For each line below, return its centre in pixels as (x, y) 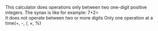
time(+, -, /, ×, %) (23, 23)
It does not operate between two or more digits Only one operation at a (79, 18)
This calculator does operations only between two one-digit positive (76, 7)
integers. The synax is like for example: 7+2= (52, 12)
